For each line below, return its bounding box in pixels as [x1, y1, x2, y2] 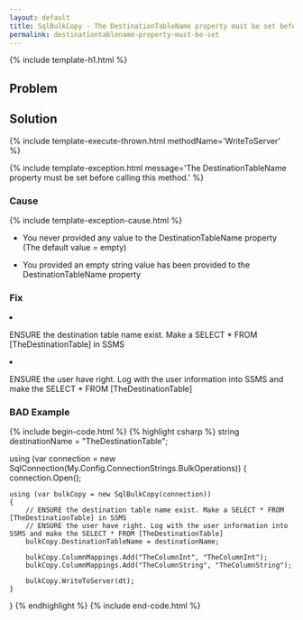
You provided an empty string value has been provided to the [22, 259, 251, 270]
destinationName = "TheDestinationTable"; [9, 436, 169, 447]
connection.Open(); [9, 472, 82, 483]
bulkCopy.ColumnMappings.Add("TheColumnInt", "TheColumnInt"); [25, 553, 269, 562]
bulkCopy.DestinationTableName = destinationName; [25, 537, 220, 546]
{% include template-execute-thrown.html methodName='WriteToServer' [9, 135, 281, 146]
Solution [9, 112, 58, 127]
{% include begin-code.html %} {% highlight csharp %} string [9, 426, 240, 437]
